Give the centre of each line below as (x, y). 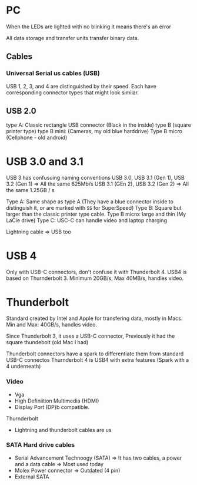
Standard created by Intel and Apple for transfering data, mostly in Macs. (94, 318)
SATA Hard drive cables (41, 445)
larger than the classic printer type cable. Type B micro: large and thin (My (96, 214)
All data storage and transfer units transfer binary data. (73, 38)
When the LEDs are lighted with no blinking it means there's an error (89, 27)
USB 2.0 (21, 111)
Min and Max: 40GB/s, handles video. (52, 325)
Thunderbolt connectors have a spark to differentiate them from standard (95, 354)
